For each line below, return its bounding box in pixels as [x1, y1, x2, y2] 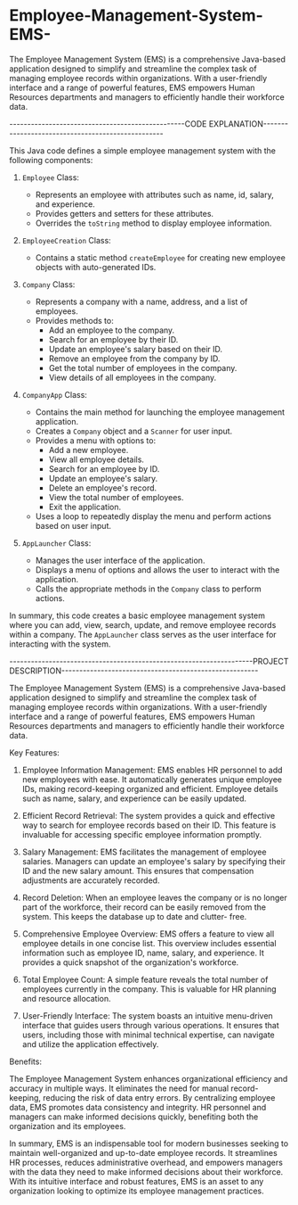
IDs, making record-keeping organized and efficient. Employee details [21, 783, 278, 794]
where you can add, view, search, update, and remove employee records [9, 619, 277, 630]
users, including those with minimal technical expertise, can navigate [21, 1029, 276, 1040]
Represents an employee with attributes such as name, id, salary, [35, 189, 274, 200]
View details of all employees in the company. [48, 372, 217, 383]
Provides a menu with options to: [35, 434, 157, 446]
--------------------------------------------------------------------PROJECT [9, 656, 289, 666]
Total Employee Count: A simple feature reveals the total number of [21, 974, 269, 985]
